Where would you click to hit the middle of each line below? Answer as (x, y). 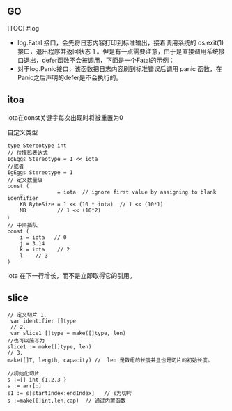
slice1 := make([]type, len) (49, 347)
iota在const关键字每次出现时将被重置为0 (65, 117)
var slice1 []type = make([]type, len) (68, 334)
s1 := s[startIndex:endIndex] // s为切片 (70, 394)
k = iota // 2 (45, 249)
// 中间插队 (23, 225)
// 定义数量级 (25, 180)
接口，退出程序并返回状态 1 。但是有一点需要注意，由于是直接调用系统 (118, 51)
